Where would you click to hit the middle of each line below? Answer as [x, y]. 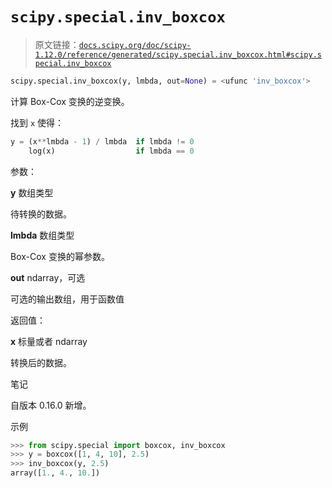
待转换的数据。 [41, 214]
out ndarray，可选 [48, 277]
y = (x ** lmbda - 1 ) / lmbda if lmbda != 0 [102, 141]
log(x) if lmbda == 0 [111, 151]
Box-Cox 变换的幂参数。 [60, 256]
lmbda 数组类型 [42, 235]
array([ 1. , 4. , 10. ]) [55, 473]
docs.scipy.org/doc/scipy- [135, 45]
